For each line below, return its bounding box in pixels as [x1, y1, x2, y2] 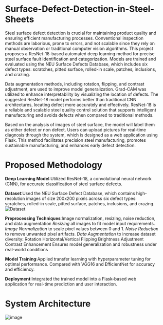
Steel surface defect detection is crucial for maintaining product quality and [5, 30, 157, 36]
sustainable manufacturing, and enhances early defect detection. [5, 142, 136, 148]
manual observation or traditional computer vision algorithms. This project [5, 45, 153, 51]
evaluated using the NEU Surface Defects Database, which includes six [5, 61, 148, 67]
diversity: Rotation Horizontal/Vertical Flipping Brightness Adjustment [5, 236, 144, 242]
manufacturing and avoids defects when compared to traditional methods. [5, 112, 154, 118]
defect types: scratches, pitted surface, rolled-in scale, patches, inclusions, [5, 66, 157, 72]
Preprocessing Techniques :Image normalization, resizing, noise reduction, [5, 215, 156, 221]
